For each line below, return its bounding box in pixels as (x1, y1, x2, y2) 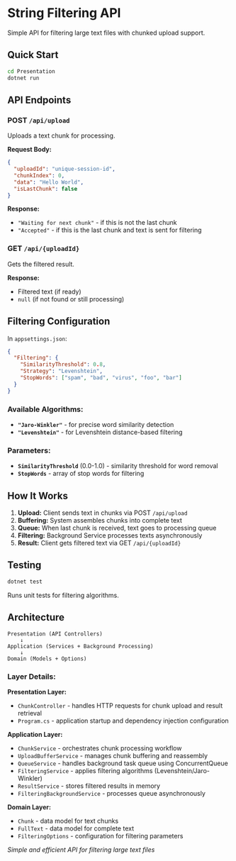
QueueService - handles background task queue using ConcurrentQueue (17, 759, 228, 767)
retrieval (17, 709, 43, 717)
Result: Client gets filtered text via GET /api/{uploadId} (17, 539, 181, 548)
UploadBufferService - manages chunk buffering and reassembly (17, 751, 208, 760)
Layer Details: (7, 672, 56, 682)
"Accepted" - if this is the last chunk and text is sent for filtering (17, 226, 202, 235)
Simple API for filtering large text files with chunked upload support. (7, 28, 206, 37)
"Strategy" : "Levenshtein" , (20, 367, 103, 375)
